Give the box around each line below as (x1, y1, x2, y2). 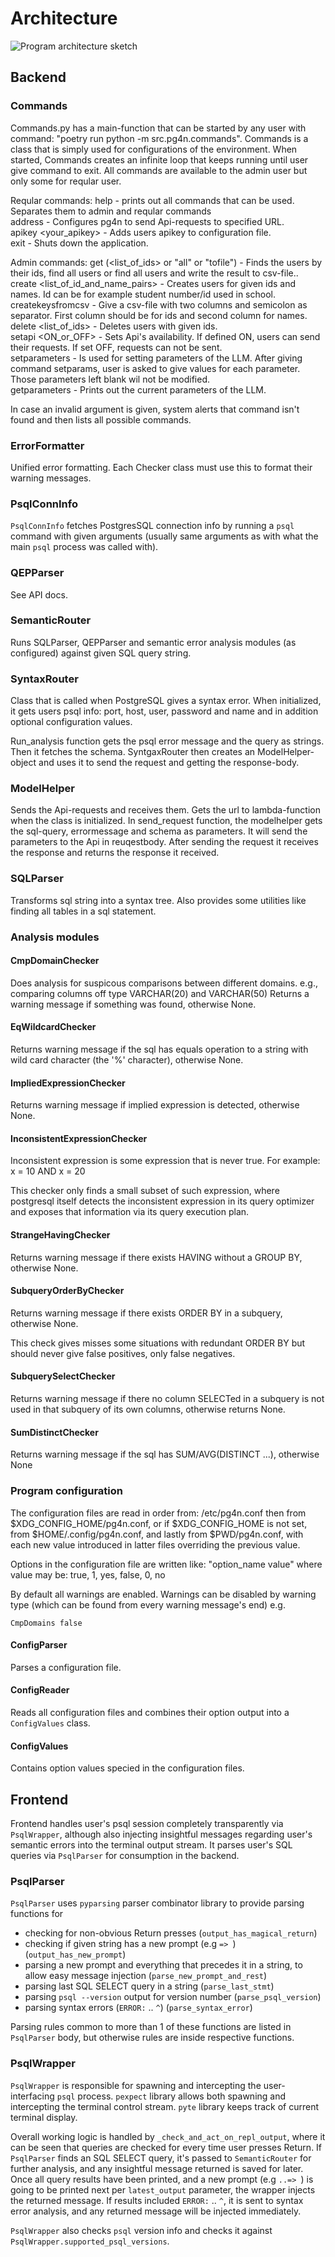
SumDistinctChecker (10, 1426, 99, 1438)
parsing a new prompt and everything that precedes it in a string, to (24, 1959, 303, 1971)
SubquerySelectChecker (10, 1370, 116, 1382)
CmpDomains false (10, 1618, 83, 1628)
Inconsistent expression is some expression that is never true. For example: (10, 1155, 321, 1167)
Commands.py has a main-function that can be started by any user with (10, 122, 307, 134)
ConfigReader (10, 1684, 70, 1696)
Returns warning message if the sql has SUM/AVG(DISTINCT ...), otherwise (10, 1448, 320, 1461)
